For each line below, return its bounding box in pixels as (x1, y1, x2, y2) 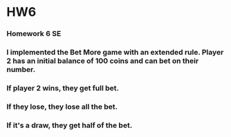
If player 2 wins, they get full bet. (6, 83, 119, 93)
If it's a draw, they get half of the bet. (6, 120, 133, 130)
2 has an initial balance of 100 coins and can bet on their (6, 56, 199, 66)
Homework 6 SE (6, 29, 62, 39)
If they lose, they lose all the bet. (6, 102, 118, 111)
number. (6, 65, 36, 75)
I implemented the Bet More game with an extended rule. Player (6, 48, 224, 57)
